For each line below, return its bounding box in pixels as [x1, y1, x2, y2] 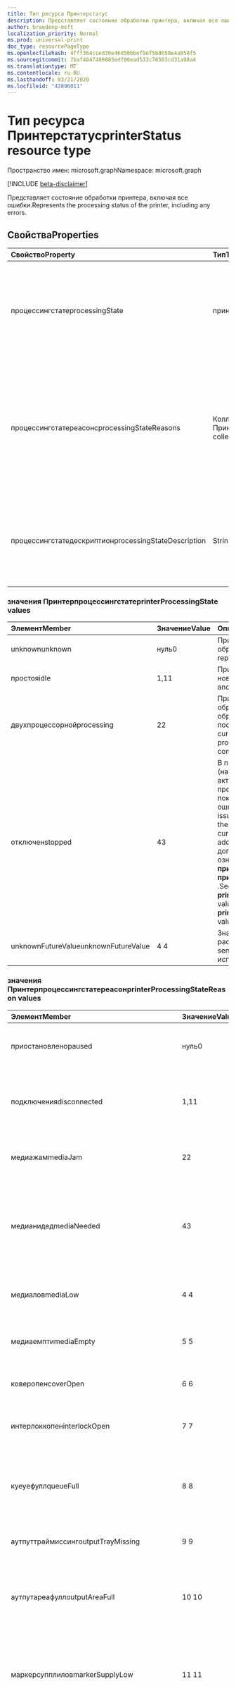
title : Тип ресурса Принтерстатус [7, 10, 109, 18]
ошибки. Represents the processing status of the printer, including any [7, 201, 211, 209]
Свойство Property [11, 250, 76, 259]
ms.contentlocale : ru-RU [7, 69, 80, 76]
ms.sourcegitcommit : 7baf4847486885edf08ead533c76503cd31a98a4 [7, 56, 197, 63]
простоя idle [11, 673, 51, 683]
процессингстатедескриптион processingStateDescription [11, 536, 206, 545]
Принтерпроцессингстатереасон [7, 984, 128, 994]
